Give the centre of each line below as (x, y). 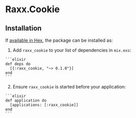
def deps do (18, 64)
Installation (23, 28)
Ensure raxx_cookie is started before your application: (69, 87)
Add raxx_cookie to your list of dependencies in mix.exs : (72, 50)
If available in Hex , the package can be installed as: (59, 40)
